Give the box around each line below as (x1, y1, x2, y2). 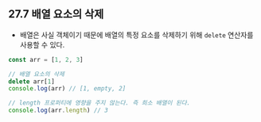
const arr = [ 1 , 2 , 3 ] (8, 55, 84, 63)
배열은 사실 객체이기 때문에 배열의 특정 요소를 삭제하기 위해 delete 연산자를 (19, 30, 254, 40)
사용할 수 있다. (19, 40, 65, 49)
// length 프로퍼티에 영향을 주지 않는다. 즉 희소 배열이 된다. (8, 99, 191, 107)
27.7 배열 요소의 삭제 (8, 7, 104, 21)
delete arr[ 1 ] (8, 78, 56, 86)
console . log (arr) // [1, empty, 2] (8, 85, 127, 93)
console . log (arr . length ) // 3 (8, 106, 109, 115)
